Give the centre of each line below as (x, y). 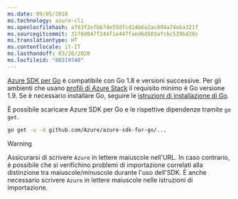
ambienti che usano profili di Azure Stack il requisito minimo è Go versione (116, 88)
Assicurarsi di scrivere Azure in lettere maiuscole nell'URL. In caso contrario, (119, 157)
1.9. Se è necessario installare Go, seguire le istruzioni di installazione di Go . (118, 95)
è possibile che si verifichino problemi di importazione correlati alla (106, 165)
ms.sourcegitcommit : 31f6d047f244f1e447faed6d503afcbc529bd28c (103, 34)
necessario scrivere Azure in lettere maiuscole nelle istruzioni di (100, 180)
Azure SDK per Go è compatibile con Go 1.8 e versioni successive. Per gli (114, 80)
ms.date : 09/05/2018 (38, 14)
